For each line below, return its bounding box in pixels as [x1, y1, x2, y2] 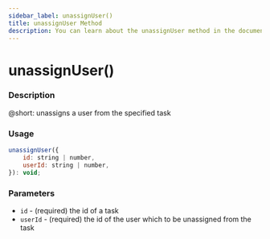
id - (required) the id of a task [19, 205, 119, 215]
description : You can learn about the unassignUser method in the [8, 26, 235, 34]
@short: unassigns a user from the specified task [8, 107, 171, 117]
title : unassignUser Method [8, 19, 103, 27]
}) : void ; [8, 168, 42, 176]
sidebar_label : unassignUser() [8, 11, 113, 20]
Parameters [8, 188, 55, 199]
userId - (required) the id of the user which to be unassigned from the [19, 214, 252, 224]
